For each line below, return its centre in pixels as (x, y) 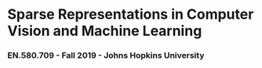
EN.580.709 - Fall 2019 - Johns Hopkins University (106, 55)
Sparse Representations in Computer (131, 14)
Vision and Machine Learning (105, 31)
